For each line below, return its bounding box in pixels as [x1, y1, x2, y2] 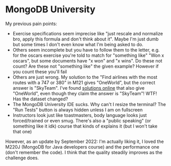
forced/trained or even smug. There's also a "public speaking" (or [12, 117, 152, 123]
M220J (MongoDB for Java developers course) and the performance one [5, 143, 160, 150]
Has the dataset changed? [12, 96, 68, 102]
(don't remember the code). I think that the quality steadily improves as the [5, 149, 162, 155]
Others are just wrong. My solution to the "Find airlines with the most [12, 74, 158, 80]
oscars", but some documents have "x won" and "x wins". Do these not [12, 57, 162, 64]
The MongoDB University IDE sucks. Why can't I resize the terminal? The [12, 101, 166, 107]
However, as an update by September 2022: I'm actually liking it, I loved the [5, 138, 164, 144]
